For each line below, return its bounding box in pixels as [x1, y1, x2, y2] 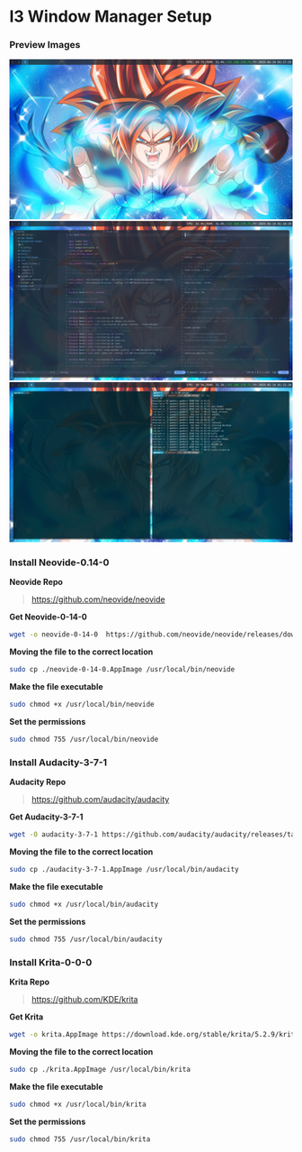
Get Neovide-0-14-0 [9, 611, 88, 623]
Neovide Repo [9, 577, 63, 588]
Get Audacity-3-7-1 [9, 811, 84, 822]
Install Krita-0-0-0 [9, 955, 93, 968]
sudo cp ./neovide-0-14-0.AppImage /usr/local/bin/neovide [9, 665, 235, 674]
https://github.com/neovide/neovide [31, 594, 165, 605]
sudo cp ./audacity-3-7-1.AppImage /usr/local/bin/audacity [9, 864, 240, 873]
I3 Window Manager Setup [9, 6, 213, 27]
